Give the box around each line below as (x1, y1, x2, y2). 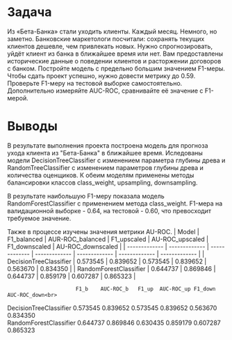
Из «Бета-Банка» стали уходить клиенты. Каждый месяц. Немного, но (7, 27, 217, 36)
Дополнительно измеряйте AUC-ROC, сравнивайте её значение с (7, 86, 204, 95)
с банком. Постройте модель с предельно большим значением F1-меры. (7, 64, 226, 72)
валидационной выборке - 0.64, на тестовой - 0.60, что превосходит (7, 206, 212, 215)
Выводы (7, 118, 58, 134)
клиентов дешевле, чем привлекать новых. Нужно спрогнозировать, (7, 42, 213, 50)
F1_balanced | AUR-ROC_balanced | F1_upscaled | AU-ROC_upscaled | (7, 235, 209, 243)
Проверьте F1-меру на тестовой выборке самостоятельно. (7, 79, 183, 87)
